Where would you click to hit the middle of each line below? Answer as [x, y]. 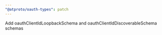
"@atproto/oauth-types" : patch [37, 9]
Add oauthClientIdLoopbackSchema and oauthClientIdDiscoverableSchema [81, 23]
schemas [14, 28]
